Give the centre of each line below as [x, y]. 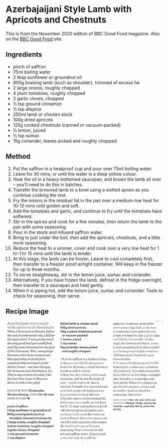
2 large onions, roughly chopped [46, 88]
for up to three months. [37, 269]
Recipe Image [27, 311]
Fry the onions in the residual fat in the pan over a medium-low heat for [86, 200]
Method [18, 156]
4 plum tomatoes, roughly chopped [49, 93]
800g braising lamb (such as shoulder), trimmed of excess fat [76, 82]
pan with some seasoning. [40, 227]
